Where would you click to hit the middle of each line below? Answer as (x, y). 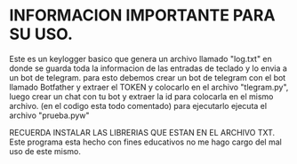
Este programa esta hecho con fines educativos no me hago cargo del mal (145, 142)
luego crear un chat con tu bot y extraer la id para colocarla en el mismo (141, 96)
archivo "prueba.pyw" (50, 115)
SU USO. (41, 34)
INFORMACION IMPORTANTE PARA (142, 16)
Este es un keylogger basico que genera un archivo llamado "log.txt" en (141, 59)
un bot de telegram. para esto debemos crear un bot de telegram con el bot (148, 77)
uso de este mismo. (45, 151)
